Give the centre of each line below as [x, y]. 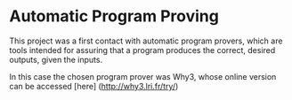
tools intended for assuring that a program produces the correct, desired [142, 50]
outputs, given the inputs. [56, 59]
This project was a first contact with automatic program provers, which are [146, 41]
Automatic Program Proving [114, 16]
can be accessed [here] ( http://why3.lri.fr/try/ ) [94, 86]
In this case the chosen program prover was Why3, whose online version [143, 76]
